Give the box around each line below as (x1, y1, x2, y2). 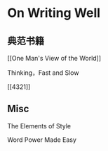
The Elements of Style (7, 121, 72, 130)
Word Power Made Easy (7, 135, 77, 144)
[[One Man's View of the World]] (7, 54, 102, 62)
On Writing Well (7, 5, 100, 21)
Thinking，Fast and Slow (7, 68, 79, 77)
